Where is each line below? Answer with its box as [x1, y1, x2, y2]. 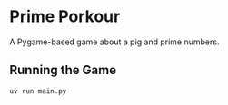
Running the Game [9, 62, 116, 78]
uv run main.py [9, 86, 67, 96]
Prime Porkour [9, 6, 121, 27]
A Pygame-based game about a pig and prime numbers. [9, 36, 220, 47]
